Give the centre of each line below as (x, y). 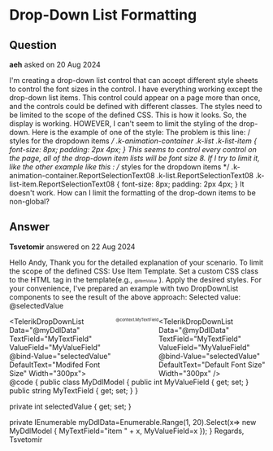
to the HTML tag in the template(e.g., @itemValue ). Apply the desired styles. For (136, 279)
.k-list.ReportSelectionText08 (205, 175)
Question (33, 45)
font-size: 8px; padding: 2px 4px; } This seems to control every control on (133, 149)
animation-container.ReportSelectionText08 (82, 175)
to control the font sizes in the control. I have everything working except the (136, 89)
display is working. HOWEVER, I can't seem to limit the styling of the (123, 123)
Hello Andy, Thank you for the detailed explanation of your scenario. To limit (136, 262)
